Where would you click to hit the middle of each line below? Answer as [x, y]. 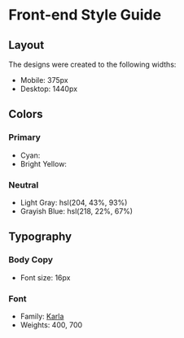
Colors [26, 114]
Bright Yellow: [44, 163]
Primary [24, 137]
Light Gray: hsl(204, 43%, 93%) [74, 202]
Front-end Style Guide [85, 15]
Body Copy [31, 260]
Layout [26, 45]
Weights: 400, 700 [51, 325]
